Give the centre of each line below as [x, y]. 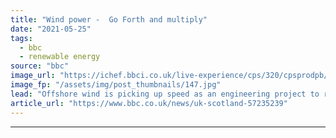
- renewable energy [60, 57]
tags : [21, 38]
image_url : [33, 76]
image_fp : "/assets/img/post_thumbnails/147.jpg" [116, 85]
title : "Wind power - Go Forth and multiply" [109, 19]
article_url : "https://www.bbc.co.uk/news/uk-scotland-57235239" [149, 103]
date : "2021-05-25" [51, 29]
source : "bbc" [40, 66]
